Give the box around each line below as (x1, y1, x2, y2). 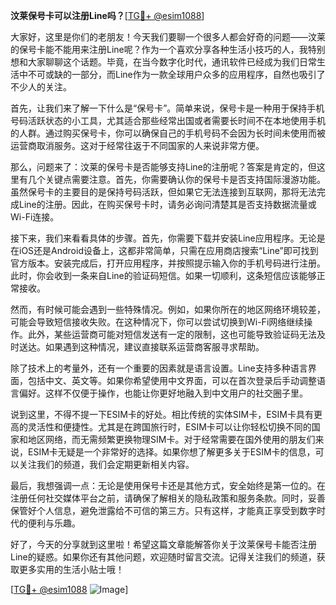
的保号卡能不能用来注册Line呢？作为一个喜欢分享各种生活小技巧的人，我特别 (10, 44, 326, 55)
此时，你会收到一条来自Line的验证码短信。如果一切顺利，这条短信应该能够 (10, 270, 317, 281)
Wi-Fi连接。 (10, 211, 60, 223)
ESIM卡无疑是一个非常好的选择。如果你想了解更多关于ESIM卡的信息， (27, 446, 316, 458)
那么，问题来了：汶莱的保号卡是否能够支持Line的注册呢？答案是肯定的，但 (10, 161, 317, 173)
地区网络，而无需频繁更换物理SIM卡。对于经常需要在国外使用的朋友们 (27, 434, 316, 445)
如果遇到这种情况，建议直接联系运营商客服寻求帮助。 (44, 341, 265, 353)
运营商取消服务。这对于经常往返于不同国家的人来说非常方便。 (10, 140, 265, 151)
